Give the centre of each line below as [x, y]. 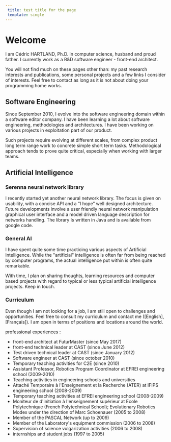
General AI [19, 238]
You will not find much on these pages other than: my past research [76, 69]
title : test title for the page [42, 10]
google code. [19, 225]
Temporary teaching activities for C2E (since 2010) [66, 363]
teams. [12, 157]
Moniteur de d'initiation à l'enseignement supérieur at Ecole [75, 401]
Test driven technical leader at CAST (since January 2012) [74, 352]
